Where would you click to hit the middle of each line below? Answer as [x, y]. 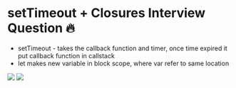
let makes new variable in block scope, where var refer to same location [123, 63]
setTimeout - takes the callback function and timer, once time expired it [123, 48]
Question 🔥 [41, 28]
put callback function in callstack [66, 55]
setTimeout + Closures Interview [106, 13]
